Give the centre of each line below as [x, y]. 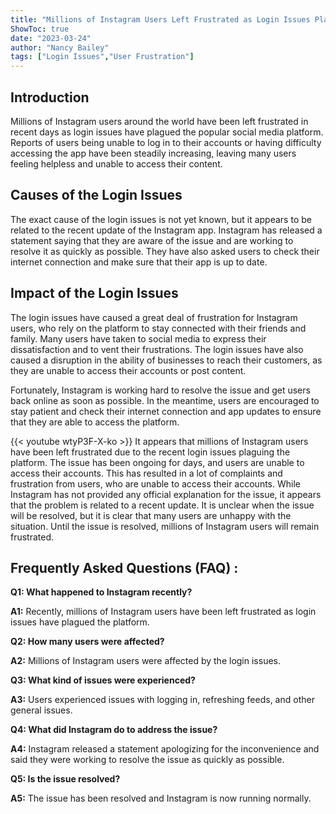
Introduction [50, 97]
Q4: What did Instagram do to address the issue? [114, 730]
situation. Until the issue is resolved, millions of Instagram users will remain [165, 526]
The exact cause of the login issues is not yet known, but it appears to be [161, 219]
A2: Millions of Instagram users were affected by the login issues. [145, 661]
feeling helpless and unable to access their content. [116, 163]
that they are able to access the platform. [95, 422]
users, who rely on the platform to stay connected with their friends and [158, 328]
